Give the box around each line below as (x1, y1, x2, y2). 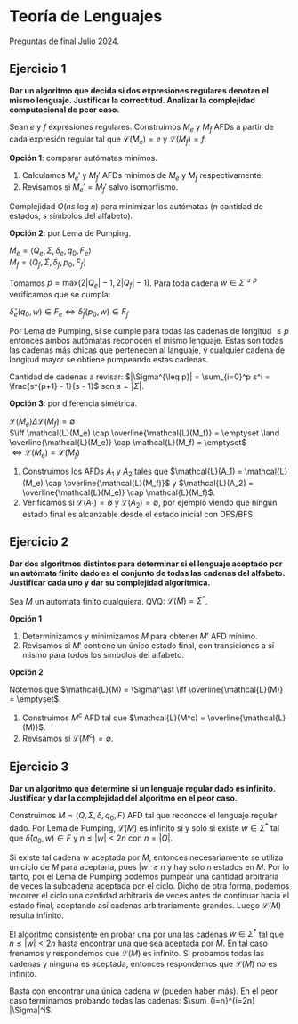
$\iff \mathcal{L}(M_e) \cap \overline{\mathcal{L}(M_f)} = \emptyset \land (9, 427, 280, 438)
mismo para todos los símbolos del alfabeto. (21, 650, 185, 661)
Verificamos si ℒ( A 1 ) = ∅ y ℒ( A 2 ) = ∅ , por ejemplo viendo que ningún (21, 497, 278, 509)
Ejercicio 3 (9, 760, 69, 775)
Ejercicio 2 (9, 534, 69, 549)
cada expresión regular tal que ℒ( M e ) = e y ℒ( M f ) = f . (9, 134, 207, 146)
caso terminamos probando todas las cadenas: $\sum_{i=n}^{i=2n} (9, 996, 255, 1006)
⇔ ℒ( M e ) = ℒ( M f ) (12, 447, 80, 459)
